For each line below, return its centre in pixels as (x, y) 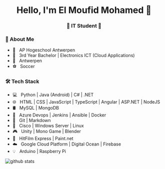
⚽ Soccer (23, 66)
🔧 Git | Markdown (31, 120)
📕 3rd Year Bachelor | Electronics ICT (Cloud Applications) (73, 55)
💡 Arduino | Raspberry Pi (39, 151)
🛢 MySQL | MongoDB (35, 107)
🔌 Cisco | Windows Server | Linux (48, 125)
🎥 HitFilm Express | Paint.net (43, 138)
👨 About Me (20, 39)
